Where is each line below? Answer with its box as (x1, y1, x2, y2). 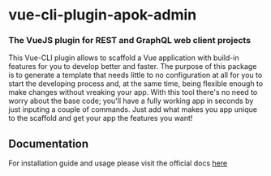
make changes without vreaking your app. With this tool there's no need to (8, 88, 258, 97)
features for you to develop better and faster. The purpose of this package (8, 62, 257, 71)
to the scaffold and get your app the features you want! (8, 114, 193, 123)
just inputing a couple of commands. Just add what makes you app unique (8, 105, 258, 114)
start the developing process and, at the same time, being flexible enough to (8, 79, 264, 88)
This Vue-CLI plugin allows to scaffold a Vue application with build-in (8, 53, 239, 62)
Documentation (8, 136, 89, 151)
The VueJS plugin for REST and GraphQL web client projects (8, 35, 252, 46)
